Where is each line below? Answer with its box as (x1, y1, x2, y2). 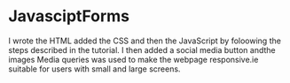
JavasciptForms (8, 6, 130, 26)
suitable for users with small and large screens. (8, 64, 181, 74)
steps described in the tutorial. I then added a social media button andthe (8, 44, 276, 55)
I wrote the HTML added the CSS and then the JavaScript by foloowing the (8, 35, 281, 46)
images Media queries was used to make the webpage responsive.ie (8, 54, 259, 64)
